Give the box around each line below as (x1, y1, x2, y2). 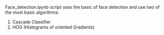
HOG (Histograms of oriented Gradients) (12, 24, 95, 30)
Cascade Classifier (12, 19, 51, 25)
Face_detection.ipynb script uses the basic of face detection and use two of (5, 4, 160, 10)
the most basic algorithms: (5, 9, 59, 15)
